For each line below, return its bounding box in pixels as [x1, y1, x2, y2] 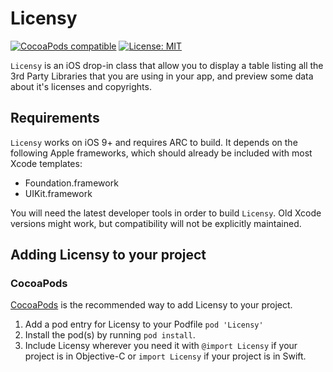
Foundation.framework [24, 177, 119, 189]
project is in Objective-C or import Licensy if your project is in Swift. [24, 350, 307, 362]
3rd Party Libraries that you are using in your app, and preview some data [10, 70, 314, 82]
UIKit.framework [24, 187, 93, 199]
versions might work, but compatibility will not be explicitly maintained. [10, 217, 302, 229]
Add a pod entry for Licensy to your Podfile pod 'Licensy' [24, 318, 264, 331]
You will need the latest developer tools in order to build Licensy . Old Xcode [10, 207, 322, 219]
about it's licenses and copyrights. [10, 80, 152, 92]
